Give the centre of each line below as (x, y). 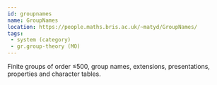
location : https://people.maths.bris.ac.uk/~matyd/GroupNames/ (102, 27)
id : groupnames (30, 14)
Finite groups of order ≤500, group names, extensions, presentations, (109, 66)
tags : (15, 33)
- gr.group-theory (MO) (45, 46)
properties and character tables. (54, 74)
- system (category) (41, 40)
